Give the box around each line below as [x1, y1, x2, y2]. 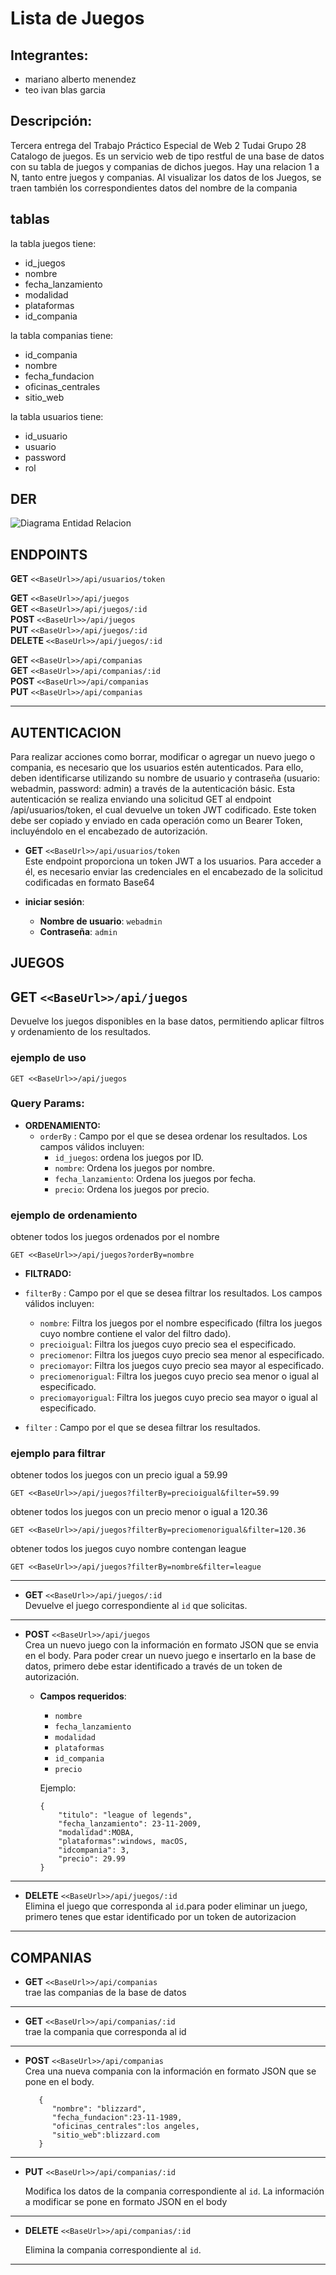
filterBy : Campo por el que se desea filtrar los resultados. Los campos [24, 1287, 323, 1299]
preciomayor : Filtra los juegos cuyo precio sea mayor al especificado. [39, 1360, 325, 1372]
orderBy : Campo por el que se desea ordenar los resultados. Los [39, 1130, 308, 1142]
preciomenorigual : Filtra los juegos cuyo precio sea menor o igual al [39, 1370, 319, 1382]
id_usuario [24, 430, 68, 442]
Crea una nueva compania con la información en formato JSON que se [24, 2065, 317, 2077]
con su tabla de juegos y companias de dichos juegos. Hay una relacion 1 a [10, 160, 320, 172]
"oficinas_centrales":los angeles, [51, 2122, 200, 2132]
